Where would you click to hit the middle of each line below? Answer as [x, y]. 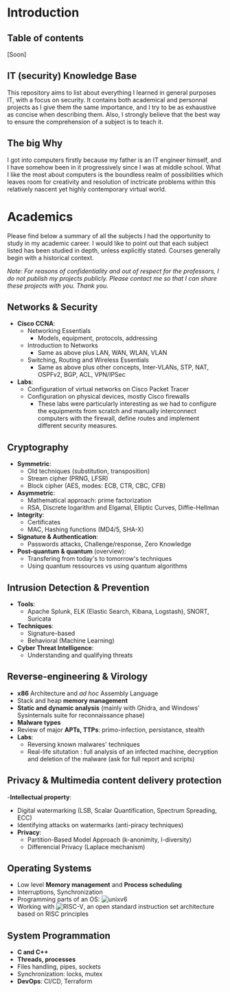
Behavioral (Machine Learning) [71, 641]
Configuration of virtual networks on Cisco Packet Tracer [108, 389]
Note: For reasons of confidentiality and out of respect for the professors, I [113, 271]
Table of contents [45, 38]
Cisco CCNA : [36, 323]
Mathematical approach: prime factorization [89, 500]
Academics [40, 217]
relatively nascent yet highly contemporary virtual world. [87, 189]
